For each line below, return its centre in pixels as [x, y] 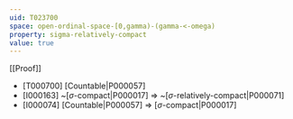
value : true [32, 43]
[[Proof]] [26, 69]
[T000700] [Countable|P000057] [84, 86]
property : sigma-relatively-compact [78, 34]
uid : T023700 [34, 18]
